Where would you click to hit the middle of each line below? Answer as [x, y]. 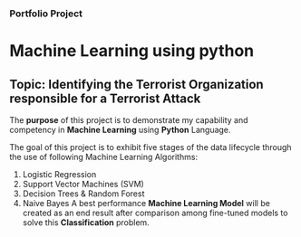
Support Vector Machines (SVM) [83, 184]
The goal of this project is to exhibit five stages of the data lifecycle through [150, 147]
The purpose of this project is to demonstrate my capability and [129, 119]
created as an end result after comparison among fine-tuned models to [155, 213]
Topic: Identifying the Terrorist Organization [137, 84]
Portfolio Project [46, 14]
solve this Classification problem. [86, 222]
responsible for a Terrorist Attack [105, 98]
